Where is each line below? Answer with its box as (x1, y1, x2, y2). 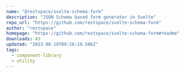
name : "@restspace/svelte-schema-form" (6, 8, 104, 15)
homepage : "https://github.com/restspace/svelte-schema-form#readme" (6, 31, 180, 36)
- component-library (11, 52, 62, 58)
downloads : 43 (6, 36, 41, 42)
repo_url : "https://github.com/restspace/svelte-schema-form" (6, 19, 162, 25)
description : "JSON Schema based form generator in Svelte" (6, 14, 157, 20)
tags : (6, 47, 19, 53)
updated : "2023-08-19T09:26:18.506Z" (6, 42, 99, 48)
